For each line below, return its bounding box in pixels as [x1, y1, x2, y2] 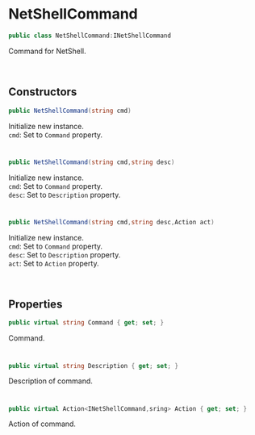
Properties [8, 298, 63, 312]
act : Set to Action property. [8, 258, 99, 268]
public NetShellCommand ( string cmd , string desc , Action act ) [8, 218, 215, 226]
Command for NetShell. [8, 46, 86, 56]
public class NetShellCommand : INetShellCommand [8, 31, 172, 40]
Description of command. [8, 376, 93, 386]
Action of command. [8, 419, 77, 429]
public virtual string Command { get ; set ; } [8, 319, 164, 327]
